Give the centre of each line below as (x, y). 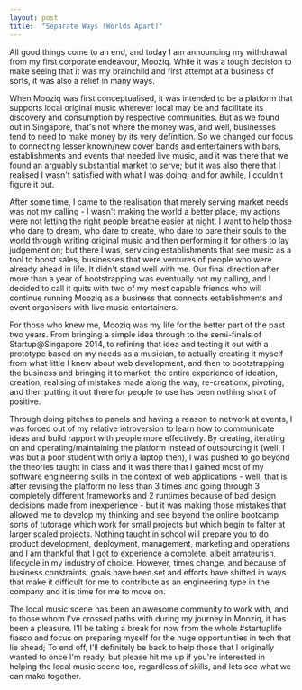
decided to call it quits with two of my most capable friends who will (136, 288)
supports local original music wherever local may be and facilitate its (137, 107)
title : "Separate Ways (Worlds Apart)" (87, 26)
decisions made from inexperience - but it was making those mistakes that (148, 505)
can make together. (45, 676)
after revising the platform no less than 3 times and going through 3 (134, 486)
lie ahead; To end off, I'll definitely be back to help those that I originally (142, 647)
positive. (25, 401)
